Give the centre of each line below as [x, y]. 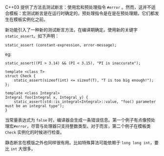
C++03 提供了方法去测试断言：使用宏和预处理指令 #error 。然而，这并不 [78, 7]
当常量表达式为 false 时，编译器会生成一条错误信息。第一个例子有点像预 [78, 120]
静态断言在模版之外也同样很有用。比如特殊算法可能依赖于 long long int [78, 143]
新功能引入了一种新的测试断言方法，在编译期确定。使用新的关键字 [71, 30]
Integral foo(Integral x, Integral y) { [47, 97]
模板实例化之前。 [31, 19]
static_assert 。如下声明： [32, 36]
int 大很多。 [23, 149]
